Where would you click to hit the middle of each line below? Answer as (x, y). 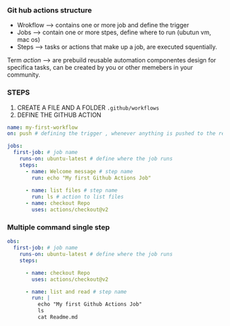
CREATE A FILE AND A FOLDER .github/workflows (88, 108)
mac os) (28, 40)
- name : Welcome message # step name (79, 171)
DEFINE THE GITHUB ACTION (59, 114)
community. (24, 75)
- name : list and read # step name (76, 292)
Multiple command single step (59, 227)
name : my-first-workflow (42, 127)
